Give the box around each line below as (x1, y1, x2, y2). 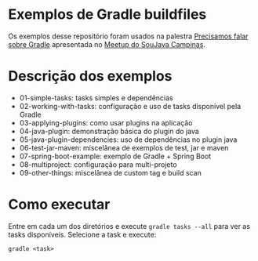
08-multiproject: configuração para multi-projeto (19, 159, 178, 169)
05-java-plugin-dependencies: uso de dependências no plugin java (19, 135, 238, 144)
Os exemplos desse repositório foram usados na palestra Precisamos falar (8, 31, 249, 41)
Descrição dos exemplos (8, 67, 173, 85)
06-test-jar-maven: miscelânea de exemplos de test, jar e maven (19, 143, 229, 152)
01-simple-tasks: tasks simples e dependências (19, 92, 174, 103)
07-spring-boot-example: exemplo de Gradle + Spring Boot (19, 151, 212, 161)
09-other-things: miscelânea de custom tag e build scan (19, 168, 202, 177)
